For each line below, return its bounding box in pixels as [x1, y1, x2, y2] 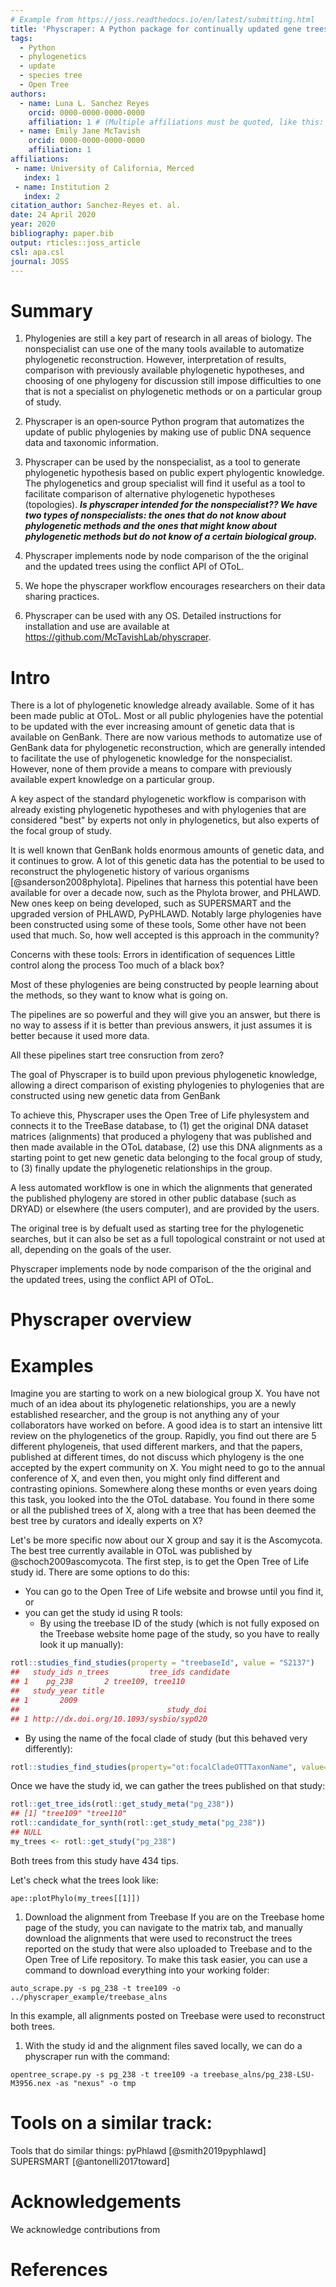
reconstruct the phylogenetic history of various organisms [10, 866, 250, 878]
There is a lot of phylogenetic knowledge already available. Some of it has [10, 699, 315, 711]
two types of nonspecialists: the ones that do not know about [24, 509, 287, 521]
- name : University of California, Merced [14, 163, 195, 173]
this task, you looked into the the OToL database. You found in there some [10, 1494, 315, 1506]
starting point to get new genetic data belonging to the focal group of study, [10, 1152, 323, 1164]
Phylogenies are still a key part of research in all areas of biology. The [24, 332, 312, 345]
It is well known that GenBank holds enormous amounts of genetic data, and [10, 844, 325, 856]
